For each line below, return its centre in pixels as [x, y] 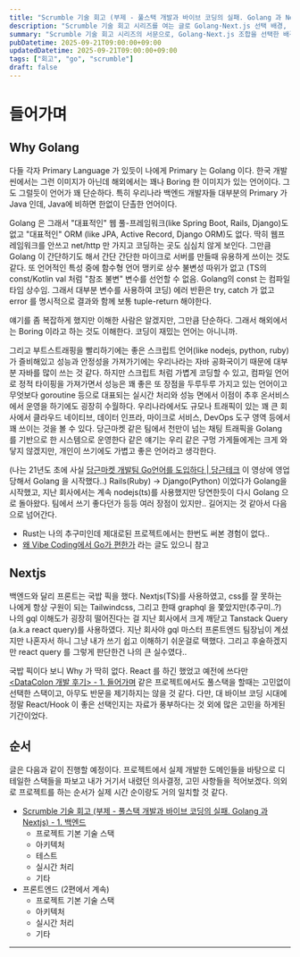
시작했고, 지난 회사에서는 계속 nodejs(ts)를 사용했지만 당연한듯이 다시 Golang [144, 491]
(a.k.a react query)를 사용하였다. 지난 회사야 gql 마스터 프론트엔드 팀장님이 [141, 629]
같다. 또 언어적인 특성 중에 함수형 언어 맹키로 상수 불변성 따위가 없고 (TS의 [138, 267]
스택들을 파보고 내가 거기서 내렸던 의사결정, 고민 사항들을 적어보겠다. [152, 781]
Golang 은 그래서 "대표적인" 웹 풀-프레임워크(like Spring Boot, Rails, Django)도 [149, 222]
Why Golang [44, 148]
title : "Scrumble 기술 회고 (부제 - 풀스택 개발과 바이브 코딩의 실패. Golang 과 [146, 17]
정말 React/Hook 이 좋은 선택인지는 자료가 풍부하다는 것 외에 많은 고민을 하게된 [147, 704]
